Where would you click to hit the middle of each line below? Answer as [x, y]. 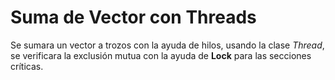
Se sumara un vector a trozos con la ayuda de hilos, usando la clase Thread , [167, 45]
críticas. [27, 66]
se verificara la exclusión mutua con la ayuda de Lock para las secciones [161, 55]
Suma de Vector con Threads [133, 17]
